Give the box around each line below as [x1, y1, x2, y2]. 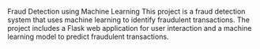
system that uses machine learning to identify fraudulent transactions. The [7, 15, 251, 24]
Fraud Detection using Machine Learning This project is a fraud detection [7, 7, 246, 16]
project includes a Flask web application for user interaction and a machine [7, 24, 252, 32]
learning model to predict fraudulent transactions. [7, 32, 169, 41]
